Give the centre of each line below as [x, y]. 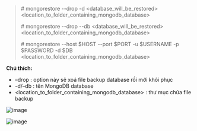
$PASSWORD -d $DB [47, 50]
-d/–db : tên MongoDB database [54, 86]
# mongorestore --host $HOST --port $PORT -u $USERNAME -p [100, 44]
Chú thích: [19, 68]
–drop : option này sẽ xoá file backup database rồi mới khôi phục [94, 80]
